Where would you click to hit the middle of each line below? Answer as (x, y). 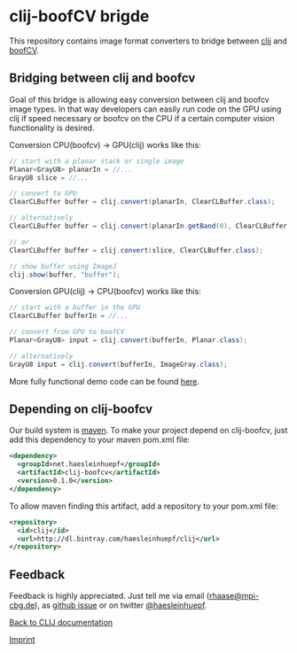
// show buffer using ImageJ (63, 266)
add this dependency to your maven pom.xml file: (100, 439)
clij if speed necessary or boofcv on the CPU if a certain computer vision (142, 118)
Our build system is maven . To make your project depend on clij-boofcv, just (148, 431)
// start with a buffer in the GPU (75, 307)
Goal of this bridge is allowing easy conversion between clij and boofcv (139, 99)
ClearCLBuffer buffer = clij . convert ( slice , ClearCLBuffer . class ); (137, 250)
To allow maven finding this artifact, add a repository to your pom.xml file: (144, 506)
